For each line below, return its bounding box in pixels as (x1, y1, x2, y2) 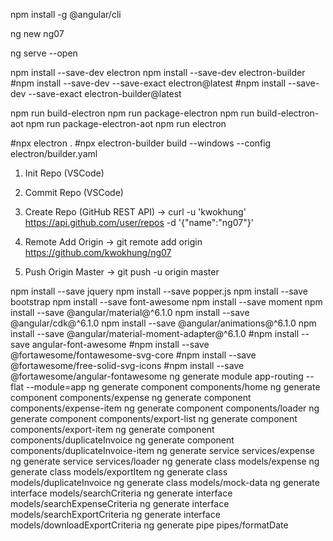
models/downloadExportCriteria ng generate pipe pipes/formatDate (10, 519, 289, 531)
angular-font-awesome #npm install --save (31, 339, 210, 350)
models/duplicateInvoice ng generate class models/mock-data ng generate (10, 477, 320, 488)
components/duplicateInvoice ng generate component (10, 434, 235, 446)
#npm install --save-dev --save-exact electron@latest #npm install (10, 77, 287, 89)
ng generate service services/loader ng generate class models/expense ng (10, 455, 320, 467)
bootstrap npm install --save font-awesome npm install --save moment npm (10, 296, 323, 308)
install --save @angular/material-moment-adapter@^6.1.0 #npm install (10, 328, 300, 339)
